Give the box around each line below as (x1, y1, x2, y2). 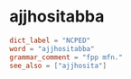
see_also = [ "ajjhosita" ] (9, 61, 107, 70)
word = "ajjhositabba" (9, 44, 95, 53)
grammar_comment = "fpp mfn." (9, 52, 124, 62)
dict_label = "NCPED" (9, 36, 91, 45)
